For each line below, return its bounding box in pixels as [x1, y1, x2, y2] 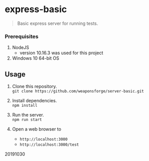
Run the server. [12, 112, 44, 118]
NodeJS [12, 45, 29, 51]
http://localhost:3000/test [19, 142, 79, 147]
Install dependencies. [12, 98, 57, 104]
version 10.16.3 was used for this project [19, 50, 103, 56]
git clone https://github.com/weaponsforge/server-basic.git [12, 89, 144, 94]
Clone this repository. [12, 84, 57, 90]
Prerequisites [5, 33, 39, 40]
